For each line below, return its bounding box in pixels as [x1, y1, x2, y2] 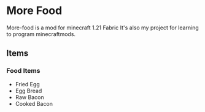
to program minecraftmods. [6, 30, 75, 37]
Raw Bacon [15, 93, 44, 101]
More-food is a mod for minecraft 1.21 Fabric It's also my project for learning [6, 24, 199, 31]
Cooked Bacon [15, 100, 53, 107]
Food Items [6, 67, 41, 75]
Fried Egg [15, 80, 40, 88]
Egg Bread [15, 87, 42, 94]
